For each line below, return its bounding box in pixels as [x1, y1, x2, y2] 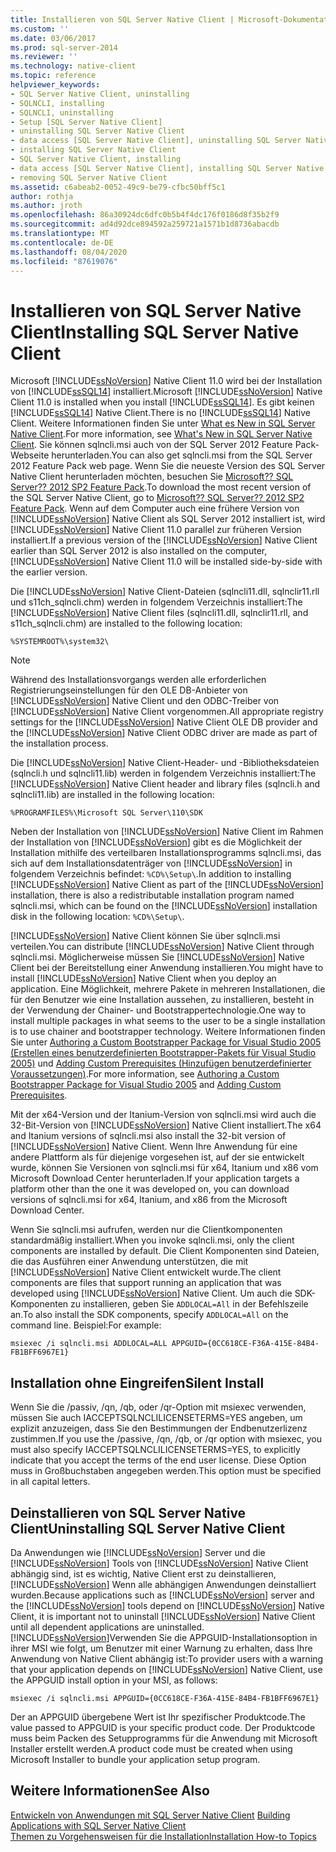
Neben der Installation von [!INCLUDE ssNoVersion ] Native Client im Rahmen [10, 826, 324, 838]
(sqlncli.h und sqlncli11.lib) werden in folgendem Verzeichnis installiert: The [10, 767, 317, 780]
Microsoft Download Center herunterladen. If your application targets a [10, 1172, 300, 1185]
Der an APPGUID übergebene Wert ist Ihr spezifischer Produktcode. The [10, 1711, 306, 1723]
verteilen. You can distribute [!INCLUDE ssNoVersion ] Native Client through [10, 941, 315, 953]
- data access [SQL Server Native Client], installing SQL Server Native [10, 163, 325, 173]
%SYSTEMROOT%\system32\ [10, 637, 110, 647]
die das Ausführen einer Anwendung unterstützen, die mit [10, 1256, 249, 1268]
